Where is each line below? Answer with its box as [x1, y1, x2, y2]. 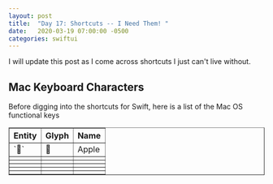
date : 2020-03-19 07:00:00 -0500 [8, 27, 129, 35]
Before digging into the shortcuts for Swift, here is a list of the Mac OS [8, 102, 244, 112]
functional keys [8, 110, 60, 120]
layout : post [8, 11, 53, 20]
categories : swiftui [8, 34, 79, 43]
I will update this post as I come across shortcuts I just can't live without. [8, 57, 251, 66]
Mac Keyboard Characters [8, 80, 145, 94]
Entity [13, 131, 37, 142]
